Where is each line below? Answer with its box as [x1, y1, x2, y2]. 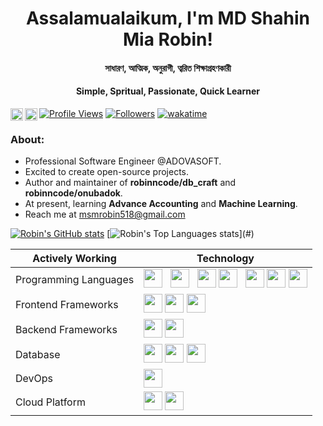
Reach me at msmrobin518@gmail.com [24, 208, 186, 221]
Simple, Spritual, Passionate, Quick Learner [75, 85, 261, 97]
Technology [196, 252, 255, 266]
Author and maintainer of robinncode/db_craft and [24, 177, 237, 189]
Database [15, 348, 61, 362]
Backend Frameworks [15, 323, 118, 337]
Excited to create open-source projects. [24, 166, 190, 178]
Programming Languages [15, 273, 135, 287]
